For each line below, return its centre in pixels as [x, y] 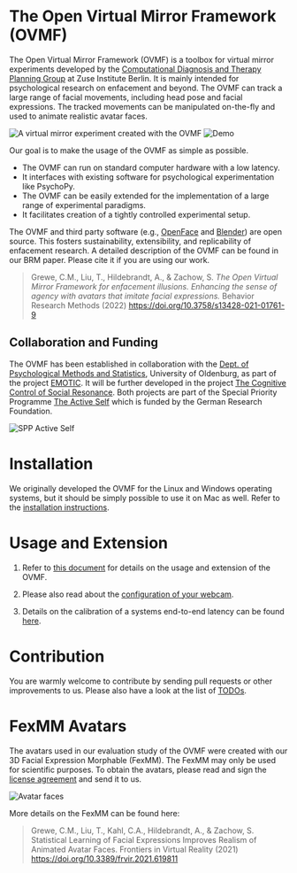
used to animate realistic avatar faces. [79, 116]
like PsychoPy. [48, 186]
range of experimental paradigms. [84, 205]
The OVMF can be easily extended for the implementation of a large [145, 196]
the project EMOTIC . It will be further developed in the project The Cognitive [148, 382]
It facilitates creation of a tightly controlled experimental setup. [136, 214]
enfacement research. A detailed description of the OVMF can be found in [144, 251]
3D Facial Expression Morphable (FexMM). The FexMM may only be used [143, 760]
